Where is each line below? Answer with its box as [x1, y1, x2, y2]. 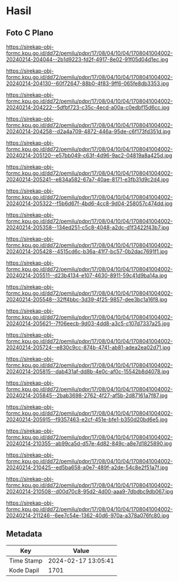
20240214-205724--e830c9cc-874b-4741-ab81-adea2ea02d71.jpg [6, 344, 171, 351]
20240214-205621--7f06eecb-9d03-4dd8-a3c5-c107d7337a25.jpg [6, 320, 170, 327]
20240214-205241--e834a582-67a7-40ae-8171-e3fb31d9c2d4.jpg [6, 176, 169, 183]
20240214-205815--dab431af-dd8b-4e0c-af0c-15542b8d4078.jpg [6, 368, 170, 375]
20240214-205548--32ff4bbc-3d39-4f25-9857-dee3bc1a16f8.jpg [6, 296, 168, 303]
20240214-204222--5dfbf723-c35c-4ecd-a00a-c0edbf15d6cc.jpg [6, 104, 170, 110]
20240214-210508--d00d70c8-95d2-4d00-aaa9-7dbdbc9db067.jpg [6, 488, 174, 495]
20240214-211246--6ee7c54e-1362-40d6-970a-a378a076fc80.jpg [6, 512, 170, 519]
